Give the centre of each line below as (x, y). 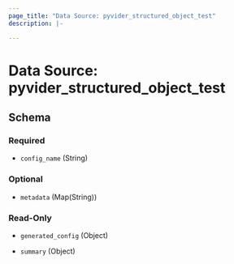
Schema (30, 118)
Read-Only (30, 218)
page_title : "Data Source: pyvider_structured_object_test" (113, 16)
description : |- (36, 23)
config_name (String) (54, 158)
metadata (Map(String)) (58, 197)
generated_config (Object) (64, 235)
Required (27, 141)
